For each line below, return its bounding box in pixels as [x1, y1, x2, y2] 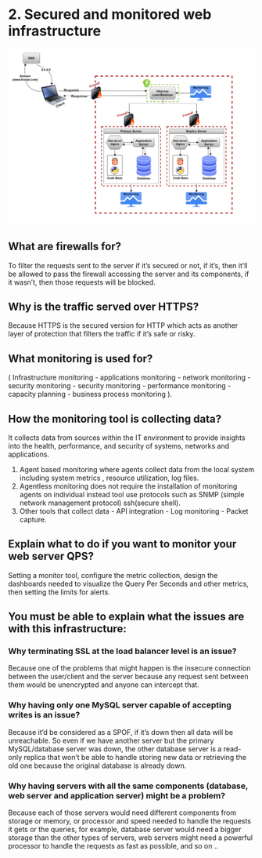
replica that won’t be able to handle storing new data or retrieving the [23, 752, 246, 762]
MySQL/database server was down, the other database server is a [8, 743, 222, 754]
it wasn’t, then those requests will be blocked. [8, 277, 156, 287]
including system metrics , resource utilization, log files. [19, 473, 199, 482]
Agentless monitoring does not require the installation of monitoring [19, 481, 238, 491]
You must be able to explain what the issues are [8, 610, 245, 624]
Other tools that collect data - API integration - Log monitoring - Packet [19, 506, 249, 515]
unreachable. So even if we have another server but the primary [8, 736, 214, 745]
